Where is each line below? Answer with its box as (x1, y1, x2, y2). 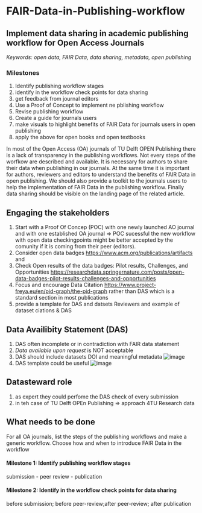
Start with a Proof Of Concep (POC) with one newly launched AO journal (14, 224, 195, 231)
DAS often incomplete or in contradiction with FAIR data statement (14, 340, 180, 347)
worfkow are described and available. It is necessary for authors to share (6, 158, 188, 165)
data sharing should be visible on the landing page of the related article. (6, 190, 185, 197)
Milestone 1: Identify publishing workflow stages (6, 459, 131, 467)
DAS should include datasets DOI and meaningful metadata (14, 353, 163, 360)
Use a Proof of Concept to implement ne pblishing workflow (14, 101, 164, 109)
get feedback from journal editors (14, 95, 99, 102)
